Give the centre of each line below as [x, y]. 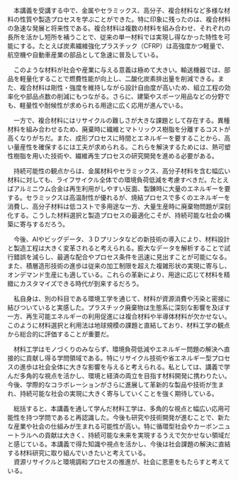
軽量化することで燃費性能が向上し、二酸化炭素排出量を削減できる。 [119, 79]
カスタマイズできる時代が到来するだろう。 [81, 283]
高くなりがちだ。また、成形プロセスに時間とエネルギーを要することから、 [116, 138]
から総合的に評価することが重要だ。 [60, 334]
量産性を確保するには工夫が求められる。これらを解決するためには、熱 [115, 147]
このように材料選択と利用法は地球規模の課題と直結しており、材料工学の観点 [119, 325]
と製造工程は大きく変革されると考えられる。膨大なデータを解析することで [116, 248]
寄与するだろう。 [44, 224]
